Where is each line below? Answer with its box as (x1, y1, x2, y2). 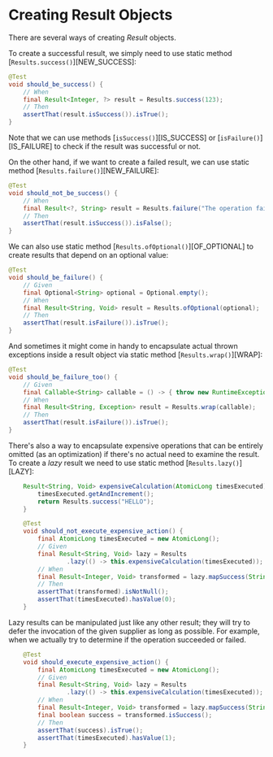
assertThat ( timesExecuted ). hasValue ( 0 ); (37, 595, 176, 603)
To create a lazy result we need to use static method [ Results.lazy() (8, 458, 240, 468)
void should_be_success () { (8, 80, 104, 89)
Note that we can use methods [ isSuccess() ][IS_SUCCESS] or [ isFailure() (8, 133, 261, 143)
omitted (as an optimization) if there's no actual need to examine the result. (8, 449, 260, 459)
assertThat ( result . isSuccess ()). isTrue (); (23, 111, 169, 119)
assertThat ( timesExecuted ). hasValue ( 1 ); (37, 733, 176, 742)
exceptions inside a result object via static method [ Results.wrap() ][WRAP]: (8, 350, 262, 359)
